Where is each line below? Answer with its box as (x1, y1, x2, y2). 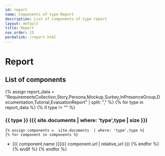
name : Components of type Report (5, 12, 74, 17)
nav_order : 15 (5, 30, 35, 35)
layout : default (5, 21, 39, 26)
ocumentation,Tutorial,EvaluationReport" (5, 99, 88, 105)
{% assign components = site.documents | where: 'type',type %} (5, 128, 145, 133)
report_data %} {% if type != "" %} (5, 104, 76, 110)
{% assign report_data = (5, 88, 55, 94)
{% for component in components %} (5, 132, 79, 137)
